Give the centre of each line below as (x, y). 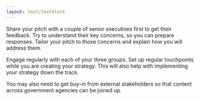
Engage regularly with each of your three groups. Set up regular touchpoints (100, 59)
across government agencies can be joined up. (64, 90)
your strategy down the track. (43, 72)
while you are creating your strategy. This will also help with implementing (97, 66)
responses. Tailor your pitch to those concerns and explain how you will (94, 41)
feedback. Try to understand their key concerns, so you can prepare (90, 35)
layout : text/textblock (36, 12)
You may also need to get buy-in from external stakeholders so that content (99, 84)
